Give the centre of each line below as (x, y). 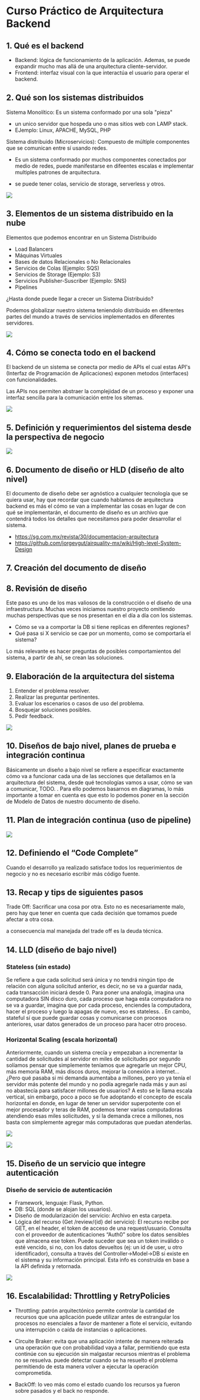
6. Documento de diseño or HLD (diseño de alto (95, 470)
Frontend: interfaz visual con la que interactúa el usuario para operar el (102, 73)
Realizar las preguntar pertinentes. (57, 697)
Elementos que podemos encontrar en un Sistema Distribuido (82, 238)
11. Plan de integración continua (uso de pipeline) (99, 820)
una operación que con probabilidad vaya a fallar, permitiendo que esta (102, 1347)
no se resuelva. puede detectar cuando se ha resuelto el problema (96, 1360)
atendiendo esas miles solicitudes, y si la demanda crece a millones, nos (95, 1116)
